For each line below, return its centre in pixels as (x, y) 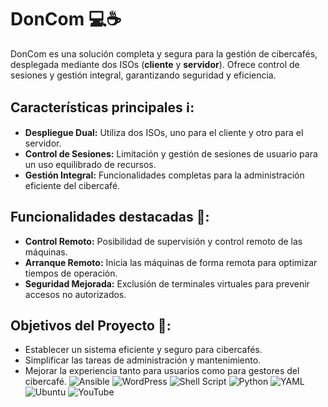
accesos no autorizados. (75, 294)
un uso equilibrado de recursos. (90, 164)
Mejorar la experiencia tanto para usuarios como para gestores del (162, 371)
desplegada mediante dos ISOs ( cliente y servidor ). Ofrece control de (155, 64)
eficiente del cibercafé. (72, 185)
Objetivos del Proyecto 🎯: (91, 325)
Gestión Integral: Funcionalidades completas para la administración (164, 175)
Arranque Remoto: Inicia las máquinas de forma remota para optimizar (171, 262)
